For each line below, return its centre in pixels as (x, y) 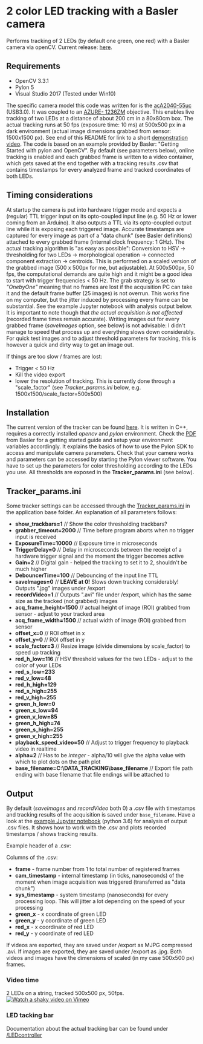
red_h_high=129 (36, 685)
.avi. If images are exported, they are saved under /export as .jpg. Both (94, 951)
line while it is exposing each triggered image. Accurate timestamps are (95, 229)
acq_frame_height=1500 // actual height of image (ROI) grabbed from (102, 608)
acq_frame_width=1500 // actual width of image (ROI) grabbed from (101, 621)
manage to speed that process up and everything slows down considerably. (101, 331)
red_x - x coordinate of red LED (54, 927)
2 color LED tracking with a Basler (92, 11)
